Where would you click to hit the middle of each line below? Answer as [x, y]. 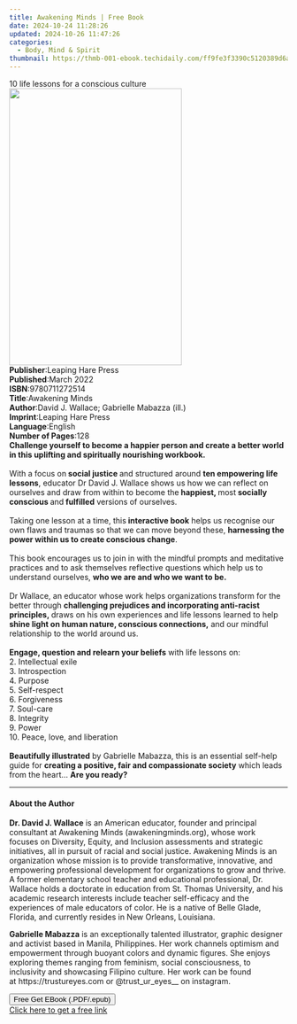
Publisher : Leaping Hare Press [64, 370]
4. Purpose [29, 680]
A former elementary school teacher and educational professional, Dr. [136, 880]
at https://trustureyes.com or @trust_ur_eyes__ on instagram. [120, 981]
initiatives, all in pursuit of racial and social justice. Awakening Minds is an [143, 851]
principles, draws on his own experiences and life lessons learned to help [144, 615]
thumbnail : [29, 58]
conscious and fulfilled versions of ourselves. [93, 502]
